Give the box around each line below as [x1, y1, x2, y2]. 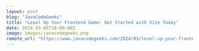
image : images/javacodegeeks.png [6, 30, 89, 36]
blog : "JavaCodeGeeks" [6, 14, 62, 20]
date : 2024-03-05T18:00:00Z [6, 25, 76, 31]
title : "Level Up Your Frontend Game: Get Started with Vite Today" [6, 19, 179, 25]
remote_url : [6, 36, 36, 42]
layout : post [6, 8, 38, 15]
